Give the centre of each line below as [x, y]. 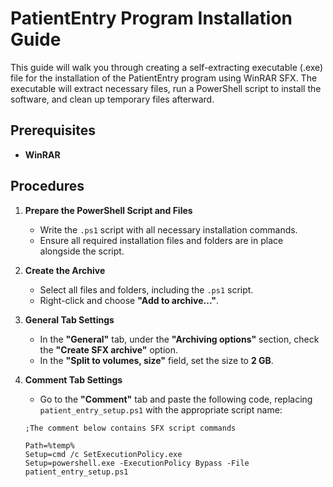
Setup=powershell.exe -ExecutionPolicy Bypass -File [137, 463]
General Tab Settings [69, 319]
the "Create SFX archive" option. [109, 349]
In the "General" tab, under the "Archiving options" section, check [179, 339]
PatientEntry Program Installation [151, 18]
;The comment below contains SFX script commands [130, 428]
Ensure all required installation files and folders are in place [161, 240]
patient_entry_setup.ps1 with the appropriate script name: [161, 409]
